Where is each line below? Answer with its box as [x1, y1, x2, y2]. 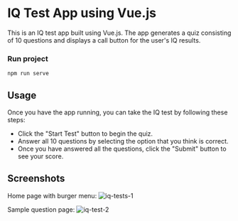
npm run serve [7, 70, 50, 77]
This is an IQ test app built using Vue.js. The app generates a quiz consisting [7, 28, 232, 37]
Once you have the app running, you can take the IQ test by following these [7, 108, 228, 117]
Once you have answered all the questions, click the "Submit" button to [17, 144, 227, 153]
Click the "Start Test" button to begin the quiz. [17, 129, 153, 138]
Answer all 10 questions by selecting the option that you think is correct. [17, 137, 229, 146]
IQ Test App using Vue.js [7, 5, 156, 21]
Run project [7, 53, 48, 63]
